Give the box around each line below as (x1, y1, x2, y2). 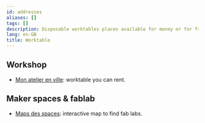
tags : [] (6, 20, 29, 26)
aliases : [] (6, 15, 37, 21)
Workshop (6, 60, 47, 70)
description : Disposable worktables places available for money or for (6, 26, 192, 32)
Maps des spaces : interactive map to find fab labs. (15, 110, 143, 117)
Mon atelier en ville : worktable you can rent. (15, 76, 126, 83)
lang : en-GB (6, 32, 37, 38)
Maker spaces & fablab (6, 94, 96, 104)
